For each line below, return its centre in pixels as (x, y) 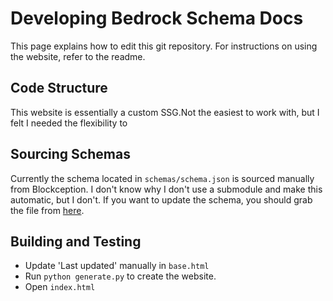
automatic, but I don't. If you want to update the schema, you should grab (161, 199)
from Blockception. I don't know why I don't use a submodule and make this (166, 189)
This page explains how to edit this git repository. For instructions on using (164, 46)
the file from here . (47, 210)
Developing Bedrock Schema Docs (157, 18)
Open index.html (60, 287)
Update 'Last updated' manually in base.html (117, 266)
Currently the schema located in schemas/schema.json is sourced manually (162, 178)
